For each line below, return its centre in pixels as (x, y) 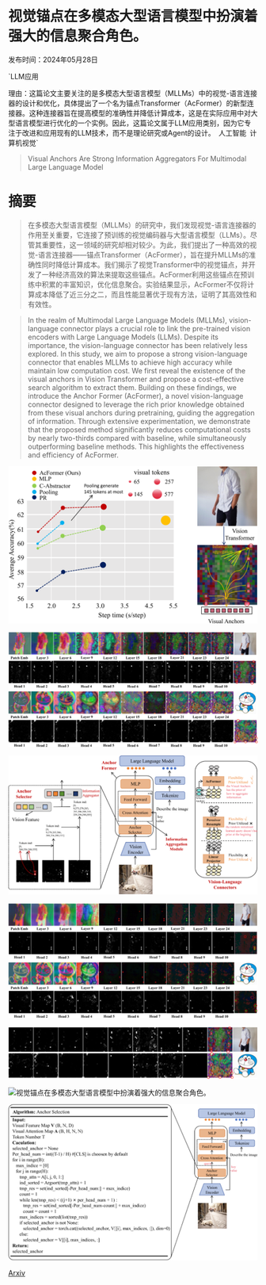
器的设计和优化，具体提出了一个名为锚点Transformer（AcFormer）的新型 (128, 103)
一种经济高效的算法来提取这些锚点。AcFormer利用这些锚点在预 (144, 274)
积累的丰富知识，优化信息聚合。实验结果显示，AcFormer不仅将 (144, 284)
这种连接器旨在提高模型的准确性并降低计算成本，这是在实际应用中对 (140, 113)
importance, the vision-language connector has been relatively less (137, 345)
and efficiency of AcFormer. (73, 455)
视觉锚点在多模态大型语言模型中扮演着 (133, 16)
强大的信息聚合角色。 (78, 36)
